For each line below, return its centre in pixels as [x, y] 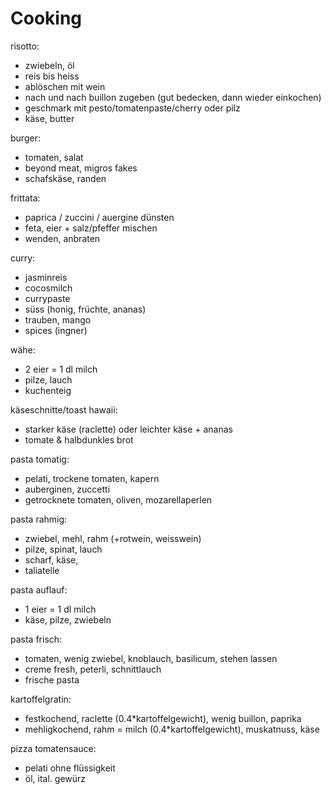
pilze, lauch [48, 379]
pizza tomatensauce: [53, 748]
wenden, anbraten [62, 238]
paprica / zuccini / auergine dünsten [99, 217]
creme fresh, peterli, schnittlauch [93, 669]
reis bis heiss [52, 76]
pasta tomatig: [40, 459]
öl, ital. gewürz [55, 778]
